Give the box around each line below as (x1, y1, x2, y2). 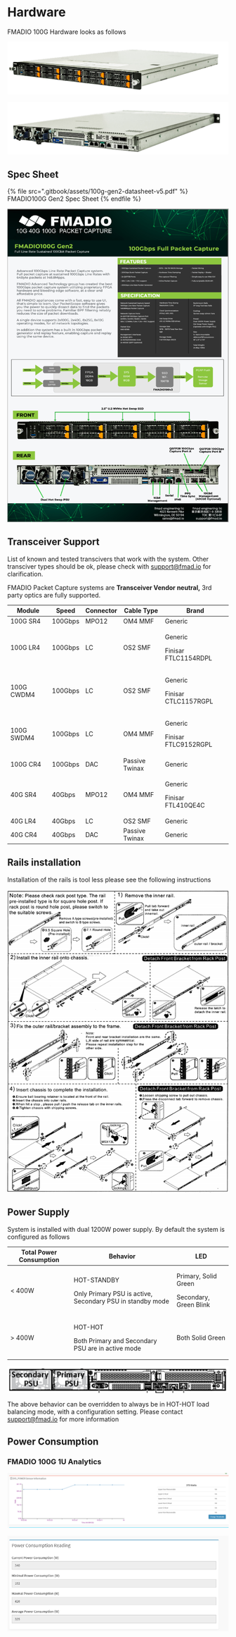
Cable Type (124, 607, 159, 615)
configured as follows (7, 1233, 70, 1241)
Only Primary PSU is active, (73, 1289, 153, 1297)
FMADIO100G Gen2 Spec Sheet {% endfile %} (7, 194, 142, 203)
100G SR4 (10, 617, 41, 625)
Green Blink (176, 1301, 211, 1309)
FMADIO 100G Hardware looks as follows (7, 27, 126, 36)
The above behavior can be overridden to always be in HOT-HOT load (7, 1400, 209, 1409)
